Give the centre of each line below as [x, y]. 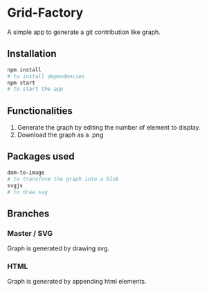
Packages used [41, 156]
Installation [32, 54]
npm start [21, 83]
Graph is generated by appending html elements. [77, 282]
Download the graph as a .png [60, 135]
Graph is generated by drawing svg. [58, 248]
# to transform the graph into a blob [63, 179]
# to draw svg [28, 192]
